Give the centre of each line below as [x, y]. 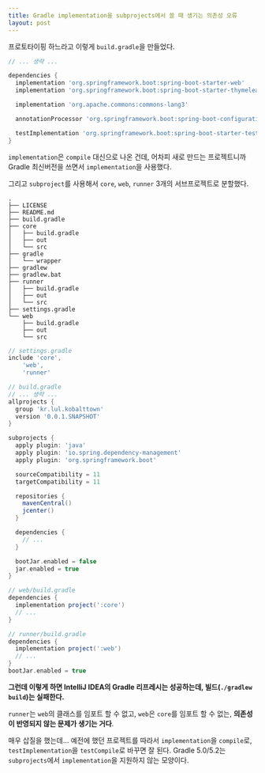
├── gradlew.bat [35, 275]
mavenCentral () [47, 503]
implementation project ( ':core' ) [70, 605]
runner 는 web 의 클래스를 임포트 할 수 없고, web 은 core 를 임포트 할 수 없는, [120, 714]
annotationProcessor [49, 119]
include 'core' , [35, 358]
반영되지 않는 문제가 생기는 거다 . [65, 723]
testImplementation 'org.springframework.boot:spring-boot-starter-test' [139, 133]
